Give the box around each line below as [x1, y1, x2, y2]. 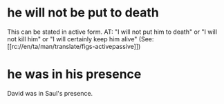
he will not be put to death [7, 5, 159, 21]
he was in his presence [7, 67, 142, 82]
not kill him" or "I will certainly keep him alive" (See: [7, 34, 154, 43]
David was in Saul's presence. [7, 89, 93, 97]
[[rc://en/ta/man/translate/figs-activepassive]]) [7, 42, 141, 50]
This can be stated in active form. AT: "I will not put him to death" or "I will [7, 28, 218, 36]
